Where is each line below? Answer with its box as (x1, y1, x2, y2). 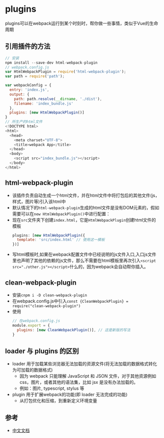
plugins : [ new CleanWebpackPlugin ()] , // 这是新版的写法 (17, 327, 131, 332)
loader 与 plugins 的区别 (5, 347, 79, 355)
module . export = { (12, 323, 50, 328)
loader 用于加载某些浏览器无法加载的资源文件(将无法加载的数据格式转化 (12, 361, 157, 367)
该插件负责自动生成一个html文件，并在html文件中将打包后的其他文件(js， (12, 192, 160, 198)
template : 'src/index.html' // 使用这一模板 (17, 237, 105, 242)
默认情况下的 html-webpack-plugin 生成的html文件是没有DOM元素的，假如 (12, 204, 160, 210)
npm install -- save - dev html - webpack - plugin (5, 60, 98, 65)
